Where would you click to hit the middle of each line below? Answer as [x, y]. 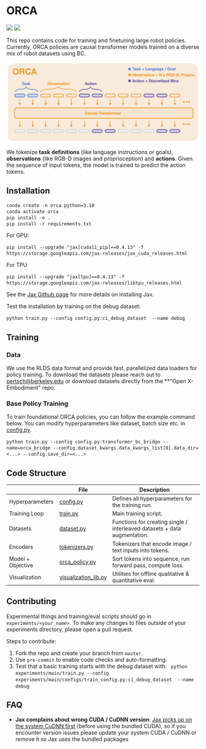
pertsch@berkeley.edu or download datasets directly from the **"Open [96, 381]
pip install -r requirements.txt [49, 224]
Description [155, 489]
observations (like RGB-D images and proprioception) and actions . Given [100, 158]
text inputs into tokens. [141, 550]
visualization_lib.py [83, 577]
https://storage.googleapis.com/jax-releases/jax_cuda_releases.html [97, 254]
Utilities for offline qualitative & [151, 574]
